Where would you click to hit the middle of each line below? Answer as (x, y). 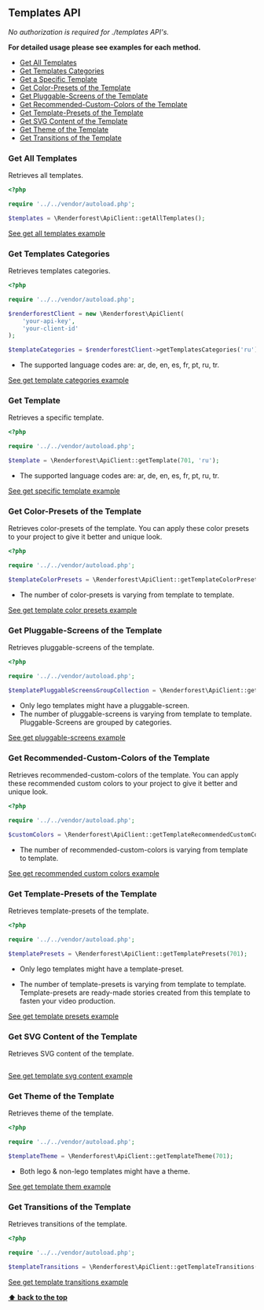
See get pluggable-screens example (67, 737)
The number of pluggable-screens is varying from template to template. (136, 714)
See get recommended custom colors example (84, 873)
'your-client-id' (51, 328)
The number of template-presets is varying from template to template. (133, 984)
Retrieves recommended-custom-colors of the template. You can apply (123, 775)
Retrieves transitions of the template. (68, 1224)
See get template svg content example (71, 1076)
